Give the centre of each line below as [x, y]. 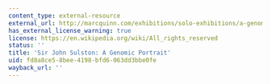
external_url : [32, 23]
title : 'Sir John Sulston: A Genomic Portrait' [90, 53]
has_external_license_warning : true [70, 30]
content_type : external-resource [65, 16]
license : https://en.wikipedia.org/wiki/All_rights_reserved [113, 38]
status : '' [27, 46]
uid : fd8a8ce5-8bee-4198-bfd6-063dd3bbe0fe [83, 61]
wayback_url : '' [35, 68]
